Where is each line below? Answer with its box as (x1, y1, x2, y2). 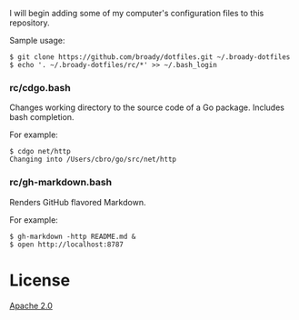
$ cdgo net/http (9, 147, 71, 156)
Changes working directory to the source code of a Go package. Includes (9, 102, 284, 113)
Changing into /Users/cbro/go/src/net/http (9, 155, 177, 165)
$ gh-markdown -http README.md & (9, 232, 136, 241)
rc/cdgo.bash (9, 81, 71, 94)
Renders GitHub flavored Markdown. (9, 196, 146, 207)
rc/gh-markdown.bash (9, 176, 112, 189)
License (9, 270, 71, 290)
